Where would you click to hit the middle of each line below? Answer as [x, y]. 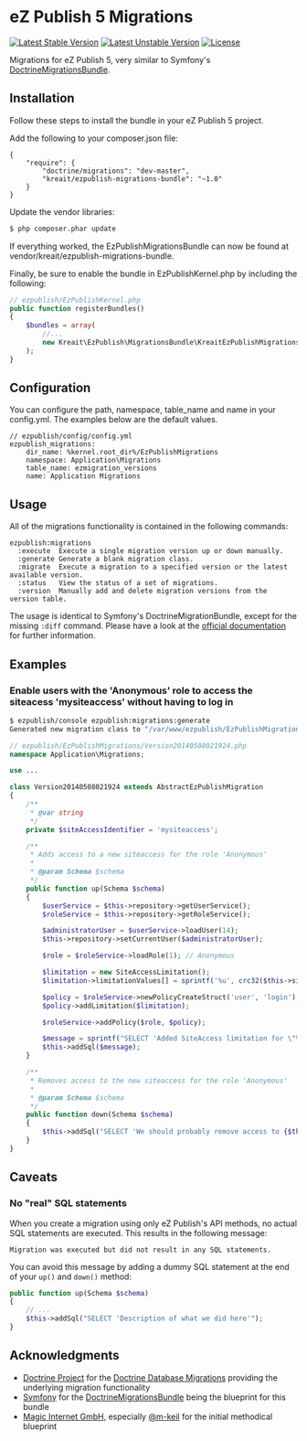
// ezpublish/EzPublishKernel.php [75, 300]
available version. [47, 575]
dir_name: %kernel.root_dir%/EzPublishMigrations [122, 453]
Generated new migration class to [75, 729]
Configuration [50, 388]
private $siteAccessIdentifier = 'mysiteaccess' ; [122, 829]
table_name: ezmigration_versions [91, 468]
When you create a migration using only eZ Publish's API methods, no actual [153, 1223]
